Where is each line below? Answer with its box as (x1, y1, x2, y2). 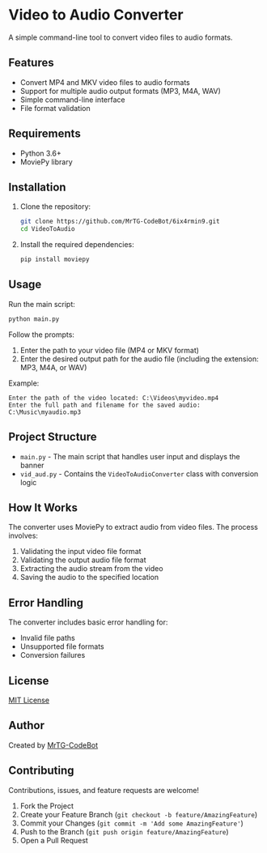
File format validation (19, 103, 91, 113)
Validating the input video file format (19, 547, 142, 557)
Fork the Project (19, 800, 74, 811)
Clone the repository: (19, 202, 91, 211)
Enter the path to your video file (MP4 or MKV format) (19, 345, 200, 355)
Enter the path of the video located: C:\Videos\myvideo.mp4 (8, 394, 219, 402)
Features (8, 56, 54, 70)
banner (19, 460, 44, 470)
